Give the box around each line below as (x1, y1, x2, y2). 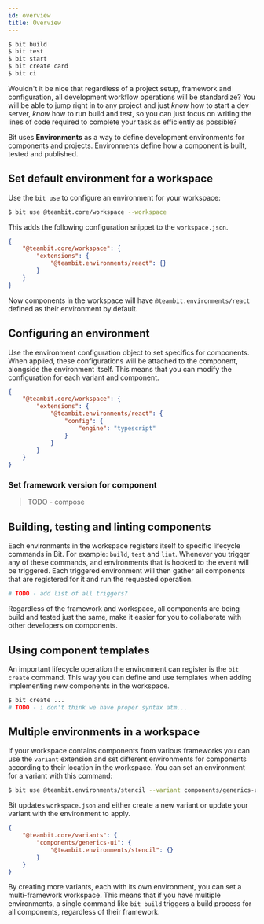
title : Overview (8, 19, 61, 27)
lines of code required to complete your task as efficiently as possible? (8, 117, 237, 127)
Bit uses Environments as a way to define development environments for (8, 132, 245, 142)
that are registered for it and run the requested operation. (8, 575, 194, 584)
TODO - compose (27, 497, 85, 507)
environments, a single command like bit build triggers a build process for (8, 899, 252, 908)
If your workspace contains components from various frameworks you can (8, 746, 250, 756)
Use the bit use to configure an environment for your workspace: (8, 193, 222, 202)
